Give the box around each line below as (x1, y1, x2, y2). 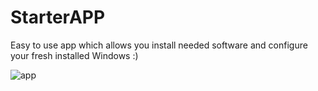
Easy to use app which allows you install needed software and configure (10, 39, 308, 51)
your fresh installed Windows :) (10, 49, 139, 61)
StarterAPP (10, 6, 106, 29)
